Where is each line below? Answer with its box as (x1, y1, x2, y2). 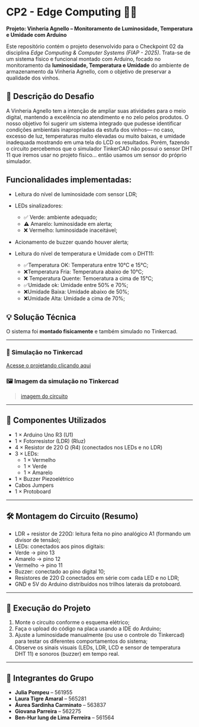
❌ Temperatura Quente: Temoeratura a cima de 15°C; (23, 275, 153, 282)
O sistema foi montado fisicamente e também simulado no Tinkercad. (6, 328, 178, 335)
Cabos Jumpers (14, 482, 54, 489)
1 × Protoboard (14, 487, 52, 495)
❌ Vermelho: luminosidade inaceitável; (23, 227, 117, 234)
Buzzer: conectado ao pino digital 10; (14, 567, 105, 575)
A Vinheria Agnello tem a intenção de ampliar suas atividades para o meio (6, 107, 187, 114)
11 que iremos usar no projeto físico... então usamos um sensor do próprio (6, 151, 187, 158)
